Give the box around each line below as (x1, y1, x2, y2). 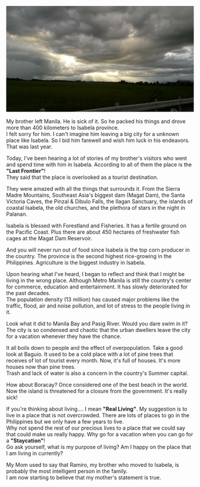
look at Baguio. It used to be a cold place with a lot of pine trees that (6, 350, 174, 358)
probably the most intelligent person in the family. (6, 467, 128, 474)
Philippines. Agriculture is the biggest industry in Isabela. (6, 259, 146, 266)
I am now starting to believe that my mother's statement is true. (6, 474, 161, 481)
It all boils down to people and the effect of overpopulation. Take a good (6, 344, 183, 351)
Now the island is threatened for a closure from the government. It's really (6, 387, 187, 395)
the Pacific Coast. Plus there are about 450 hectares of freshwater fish (6, 228, 180, 235)
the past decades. (6, 289, 51, 296)
